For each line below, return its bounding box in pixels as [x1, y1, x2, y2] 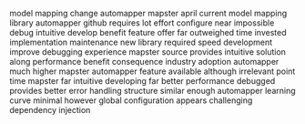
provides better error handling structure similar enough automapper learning [9, 86, 296, 96]
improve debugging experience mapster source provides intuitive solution [9, 46, 287, 57]
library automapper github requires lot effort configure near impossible [9, 17, 275, 28]
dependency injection [9, 105, 91, 115]
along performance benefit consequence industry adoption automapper [9, 57, 280, 67]
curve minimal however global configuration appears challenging [9, 95, 253, 106]
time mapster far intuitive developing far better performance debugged [9, 76, 276, 86]
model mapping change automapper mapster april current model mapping [9, 8, 288, 18]
